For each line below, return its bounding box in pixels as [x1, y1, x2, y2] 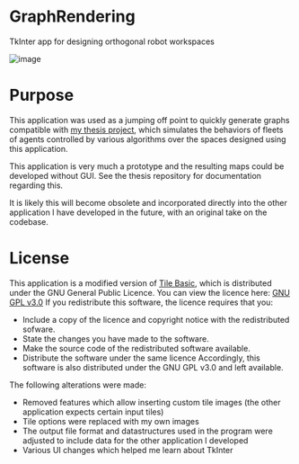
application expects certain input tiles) [22, 406, 164, 417]
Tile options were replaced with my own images [22, 415, 199, 426]
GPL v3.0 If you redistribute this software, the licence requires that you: [9, 297, 274, 308]
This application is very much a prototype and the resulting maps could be [9, 160, 285, 172]
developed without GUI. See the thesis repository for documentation [9, 170, 262, 181]
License [9, 248, 70, 269]
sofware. [22, 324, 56, 335]
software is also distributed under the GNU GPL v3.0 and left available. [22, 361, 285, 372]
